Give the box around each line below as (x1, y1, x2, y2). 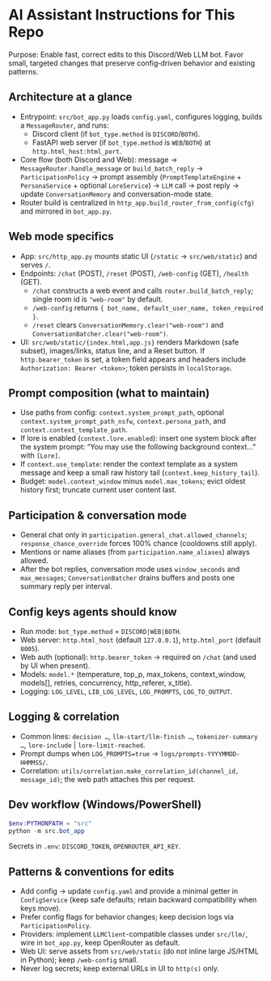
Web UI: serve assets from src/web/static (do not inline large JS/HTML (19, 946, 259, 956)
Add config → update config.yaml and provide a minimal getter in (19, 886, 239, 896)
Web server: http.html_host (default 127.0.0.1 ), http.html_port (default (19, 635, 261, 645)
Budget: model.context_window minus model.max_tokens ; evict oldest (19, 476, 246, 486)
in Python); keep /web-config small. (19, 955, 139, 965)
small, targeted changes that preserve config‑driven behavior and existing (8, 58, 256, 68)
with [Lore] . (19, 450, 61, 460)
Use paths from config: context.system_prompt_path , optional (19, 408, 225, 417)
